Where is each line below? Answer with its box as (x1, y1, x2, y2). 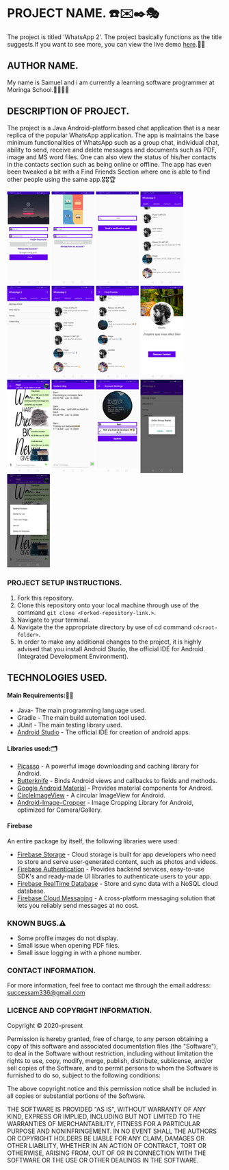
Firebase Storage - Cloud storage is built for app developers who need (16, 850, 217, 858)
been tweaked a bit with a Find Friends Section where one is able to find (7, 167, 211, 176)
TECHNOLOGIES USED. (7, 672, 107, 683)
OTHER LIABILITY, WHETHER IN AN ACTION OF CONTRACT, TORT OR (7, 1141, 206, 1149)
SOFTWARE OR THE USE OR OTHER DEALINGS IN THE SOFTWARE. (7, 1156, 199, 1164)
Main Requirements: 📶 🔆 (7, 691, 74, 699)
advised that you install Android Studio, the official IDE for (16, 644, 180, 653)
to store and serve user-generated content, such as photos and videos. (16, 857, 218, 865)
